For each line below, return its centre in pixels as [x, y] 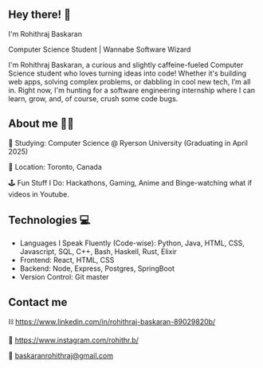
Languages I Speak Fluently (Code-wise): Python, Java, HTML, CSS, [132, 243]
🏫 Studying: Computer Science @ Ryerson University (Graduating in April [128, 143]
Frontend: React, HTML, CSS [67, 260]
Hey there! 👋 [40, 15]
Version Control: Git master [64, 277]
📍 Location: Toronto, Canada [55, 166]
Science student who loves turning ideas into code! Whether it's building [128, 73]
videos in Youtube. [39, 194]
